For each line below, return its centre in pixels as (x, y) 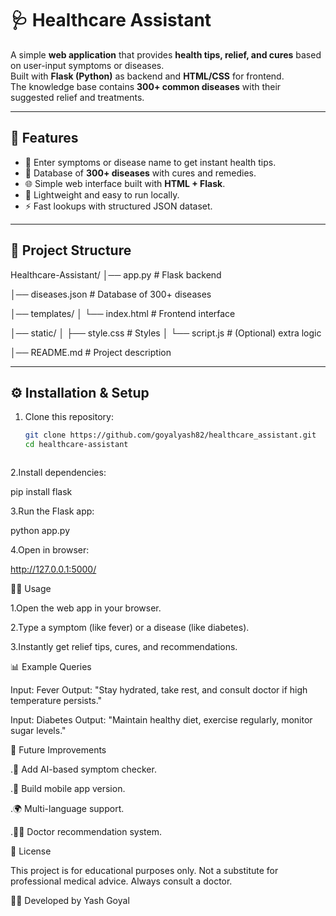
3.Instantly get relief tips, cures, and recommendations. (124, 647)
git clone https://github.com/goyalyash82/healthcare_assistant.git (170, 435)
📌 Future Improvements (58, 750)
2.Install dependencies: (58, 473)
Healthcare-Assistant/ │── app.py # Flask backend (116, 274)
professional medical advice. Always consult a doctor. (121, 881)
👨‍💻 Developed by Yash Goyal (70, 901)
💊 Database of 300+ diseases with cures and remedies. (140, 173)
